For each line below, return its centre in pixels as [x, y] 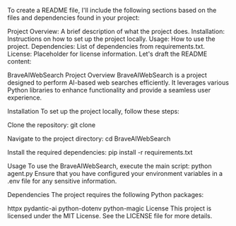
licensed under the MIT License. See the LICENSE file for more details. [110, 216]
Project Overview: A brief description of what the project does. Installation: [116, 31]
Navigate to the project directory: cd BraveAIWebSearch [89, 138]
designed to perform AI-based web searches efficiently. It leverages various [118, 83]
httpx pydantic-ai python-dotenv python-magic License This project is [110, 208]
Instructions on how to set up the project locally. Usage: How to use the [111, 39]
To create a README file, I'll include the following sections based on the [112, 10]
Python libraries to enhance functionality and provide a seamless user [109, 90]
